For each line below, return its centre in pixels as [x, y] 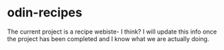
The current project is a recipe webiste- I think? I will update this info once [112, 32]
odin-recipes [45, 13]
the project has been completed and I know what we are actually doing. [108, 38]
